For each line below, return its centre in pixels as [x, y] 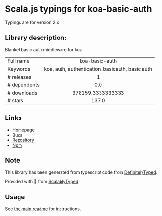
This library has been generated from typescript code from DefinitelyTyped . [81, 172]
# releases [20, 77]
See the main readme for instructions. [43, 209]
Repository [23, 140]
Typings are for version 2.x [32, 22]
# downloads [22, 93]
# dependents [24, 85]
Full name [19, 61]
